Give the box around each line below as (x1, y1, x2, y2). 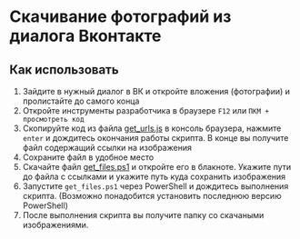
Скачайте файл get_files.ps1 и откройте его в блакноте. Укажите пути (22, 162, 292, 172)
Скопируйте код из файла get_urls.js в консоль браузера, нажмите (22, 123, 282, 134)
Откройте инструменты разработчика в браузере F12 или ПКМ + (22, 105, 270, 115)
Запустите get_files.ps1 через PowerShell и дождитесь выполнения (22, 181, 289, 192)
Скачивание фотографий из (9, 6, 232, 27)
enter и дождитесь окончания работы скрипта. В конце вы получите (22, 133, 289, 143)
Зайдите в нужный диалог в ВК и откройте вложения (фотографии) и (22, 86, 291, 96)
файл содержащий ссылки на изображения (22, 143, 193, 153)
